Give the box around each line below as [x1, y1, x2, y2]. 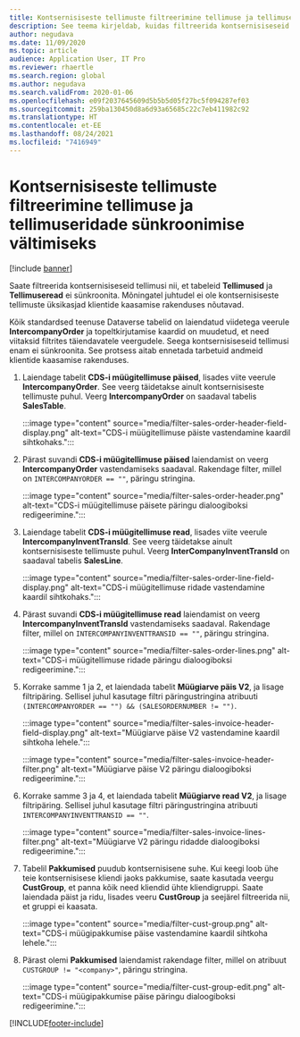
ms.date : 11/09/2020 [9, 38, 87, 47]
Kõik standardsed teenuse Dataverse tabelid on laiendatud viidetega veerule [9, 316, 290, 327]
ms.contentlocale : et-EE [9, 122, 102, 131]
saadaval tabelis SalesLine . [21, 555, 123, 566]
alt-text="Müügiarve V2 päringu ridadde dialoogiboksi [61, 836, 261, 847]
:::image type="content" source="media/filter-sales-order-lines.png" [21, 645, 276, 655]
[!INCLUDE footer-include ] [9, 1017, 104, 1028]
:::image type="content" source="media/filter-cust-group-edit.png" [21, 981, 271, 992]
